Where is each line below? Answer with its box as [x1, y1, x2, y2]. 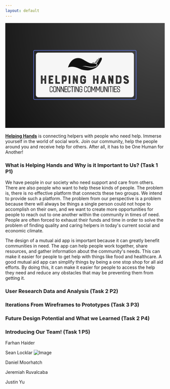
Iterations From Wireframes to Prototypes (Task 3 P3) [5, 301, 140, 308]
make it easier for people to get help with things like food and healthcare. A [5, 253, 162, 260]
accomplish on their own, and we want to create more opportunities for [5, 206, 153, 212]
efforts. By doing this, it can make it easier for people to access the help [5, 264, 155, 270]
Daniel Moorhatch [5, 359, 42, 366]
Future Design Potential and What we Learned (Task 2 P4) [5, 315, 150, 322]
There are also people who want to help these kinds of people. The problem [5, 184, 163, 190]
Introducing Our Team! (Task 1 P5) [5, 328, 91, 335]
